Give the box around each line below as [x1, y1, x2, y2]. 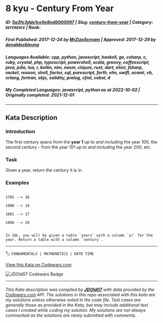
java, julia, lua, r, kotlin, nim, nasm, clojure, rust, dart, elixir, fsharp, [5, 64, 143, 70]
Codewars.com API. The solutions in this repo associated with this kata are [5, 292, 156, 298]
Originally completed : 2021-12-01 [5, 92, 74, 97]
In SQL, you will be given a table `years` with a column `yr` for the [5, 233, 153, 238]
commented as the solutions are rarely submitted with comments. [5, 312, 137, 318]
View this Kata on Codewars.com [5, 261, 72, 267]
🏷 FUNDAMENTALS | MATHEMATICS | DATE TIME [5, 250, 94, 256]
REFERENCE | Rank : [5, 24, 41, 30]
